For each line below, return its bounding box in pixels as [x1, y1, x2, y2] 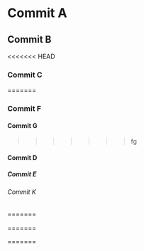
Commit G [7, 121, 38, 129]
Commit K [7, 187, 37, 196]
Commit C [7, 70, 43, 80]
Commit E [7, 169, 37, 178]
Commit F [7, 104, 41, 114]
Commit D [7, 154, 38, 162]
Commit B [7, 33, 52, 46]
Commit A [7, 5, 67, 21]
